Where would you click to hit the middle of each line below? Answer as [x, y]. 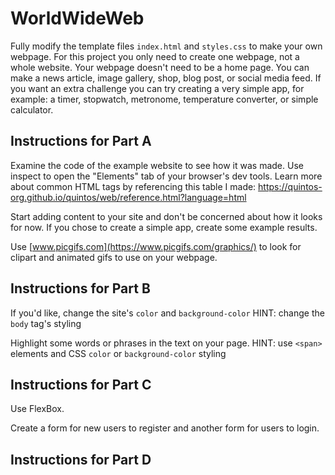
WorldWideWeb [77, 18]
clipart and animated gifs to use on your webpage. [114, 257]
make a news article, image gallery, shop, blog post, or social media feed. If [166, 78]
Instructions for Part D [81, 459]
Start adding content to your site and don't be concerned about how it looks [166, 216]
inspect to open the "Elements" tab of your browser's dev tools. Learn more [166, 176]
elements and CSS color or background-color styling [118, 353]
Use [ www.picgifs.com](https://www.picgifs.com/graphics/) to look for [156, 246]
